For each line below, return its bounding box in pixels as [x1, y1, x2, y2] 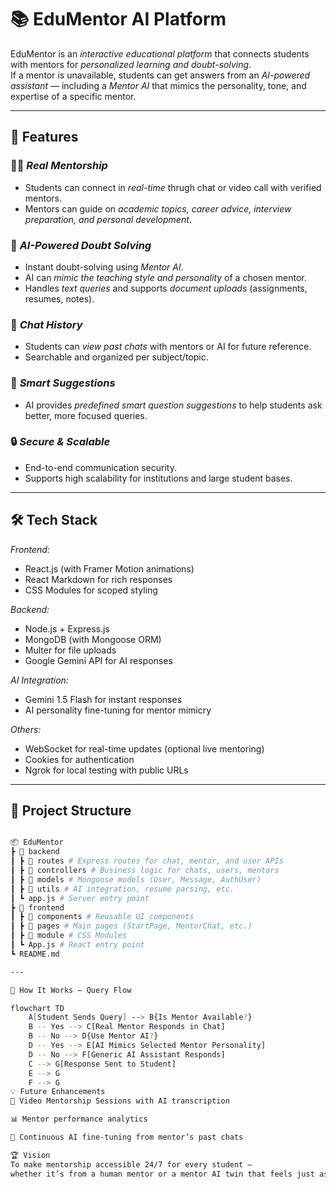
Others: [10, 723, 42, 735]
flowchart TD [10, 1003, 65, 1013]
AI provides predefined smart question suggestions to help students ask [24, 399, 323, 411]
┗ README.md [10, 949, 60, 959]
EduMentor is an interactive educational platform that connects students [10, 47, 310, 60]
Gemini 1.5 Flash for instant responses [24, 693, 183, 705]
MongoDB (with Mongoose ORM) [24, 633, 162, 645]
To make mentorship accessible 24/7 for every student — [10, 1159, 253, 1170]
